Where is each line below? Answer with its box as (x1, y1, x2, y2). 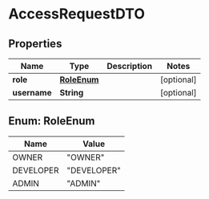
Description (107, 61, 153, 71)
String (59, 87, 84, 98)
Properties (8, 37, 62, 51)
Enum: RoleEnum (8, 114, 95, 128)
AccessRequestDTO (8, 5, 146, 23)
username (12, 87, 52, 98)
